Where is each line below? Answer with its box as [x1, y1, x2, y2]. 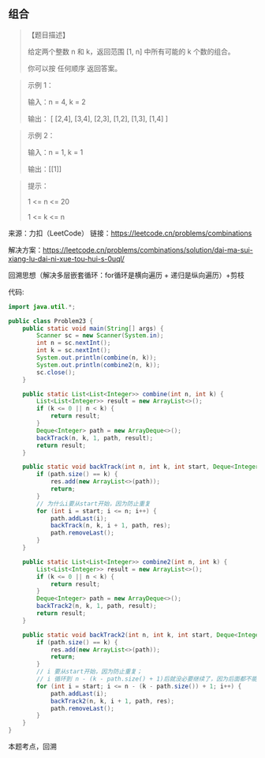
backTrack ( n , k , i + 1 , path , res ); [50, 522, 171, 530]
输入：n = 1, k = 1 [27, 147, 84, 156]
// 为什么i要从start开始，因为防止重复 [36, 500, 151, 508]
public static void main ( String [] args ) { [22, 325, 164, 332]
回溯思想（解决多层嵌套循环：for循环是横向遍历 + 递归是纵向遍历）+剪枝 [8, 270, 244, 280]
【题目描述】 [27, 30, 69, 39]
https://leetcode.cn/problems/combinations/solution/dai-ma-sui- [43, 245, 254, 254]
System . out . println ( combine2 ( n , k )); [36, 361, 160, 369]
